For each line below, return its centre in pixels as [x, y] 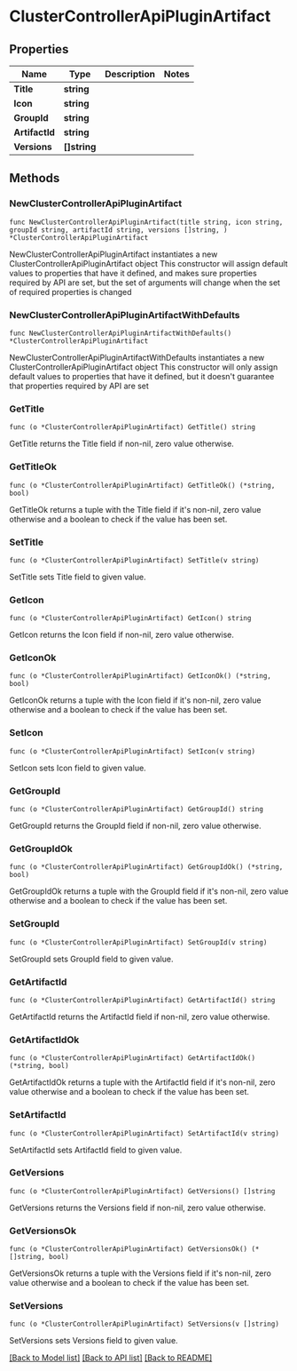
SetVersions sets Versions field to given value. [94, 1341]
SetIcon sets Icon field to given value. [78, 768]
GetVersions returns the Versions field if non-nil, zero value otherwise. [137, 1208]
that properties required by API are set [79, 386]
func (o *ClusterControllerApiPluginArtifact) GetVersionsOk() [129, 1249]
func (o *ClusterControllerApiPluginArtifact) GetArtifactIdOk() [132, 1058]
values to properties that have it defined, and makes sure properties [133, 273]
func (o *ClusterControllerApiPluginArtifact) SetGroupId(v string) [138, 942]
